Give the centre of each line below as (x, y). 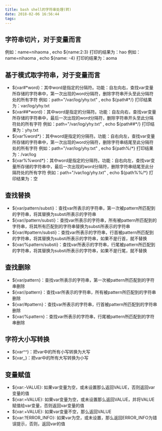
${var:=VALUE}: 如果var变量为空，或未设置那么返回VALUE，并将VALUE (83, 399)
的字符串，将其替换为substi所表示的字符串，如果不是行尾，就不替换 (80, 250)
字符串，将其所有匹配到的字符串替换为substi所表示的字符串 (71, 226)
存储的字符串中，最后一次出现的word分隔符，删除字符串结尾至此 (85, 166)
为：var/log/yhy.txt (31, 106)
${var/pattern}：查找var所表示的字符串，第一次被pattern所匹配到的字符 (83, 280)
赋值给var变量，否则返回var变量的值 (48, 406)
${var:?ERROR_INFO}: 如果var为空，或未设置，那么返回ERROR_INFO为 (82, 418)
